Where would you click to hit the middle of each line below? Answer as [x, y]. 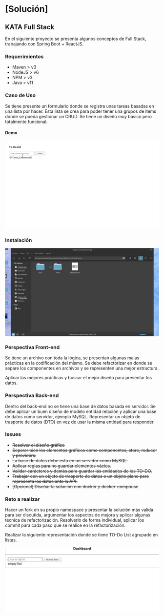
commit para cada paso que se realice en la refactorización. [65, 525]
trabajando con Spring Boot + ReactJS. [44, 44]
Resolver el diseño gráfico [38, 445]
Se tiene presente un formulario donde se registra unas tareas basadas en [80, 106]
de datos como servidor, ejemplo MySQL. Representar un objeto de [73, 416]
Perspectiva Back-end [32, 395]
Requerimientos [24, 56]
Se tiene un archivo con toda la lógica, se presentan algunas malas [72, 358]
